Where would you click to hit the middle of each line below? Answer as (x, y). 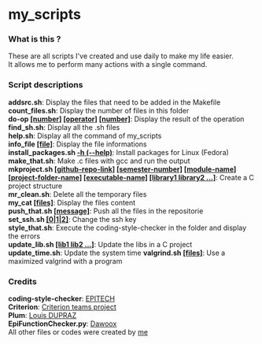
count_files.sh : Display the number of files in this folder (99, 110)
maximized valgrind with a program (65, 261)
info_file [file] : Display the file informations (77, 144)
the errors (24, 236)
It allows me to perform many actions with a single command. (108, 65)
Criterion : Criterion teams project (62, 307)
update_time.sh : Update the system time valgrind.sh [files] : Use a (117, 253)
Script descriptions (46, 85)
